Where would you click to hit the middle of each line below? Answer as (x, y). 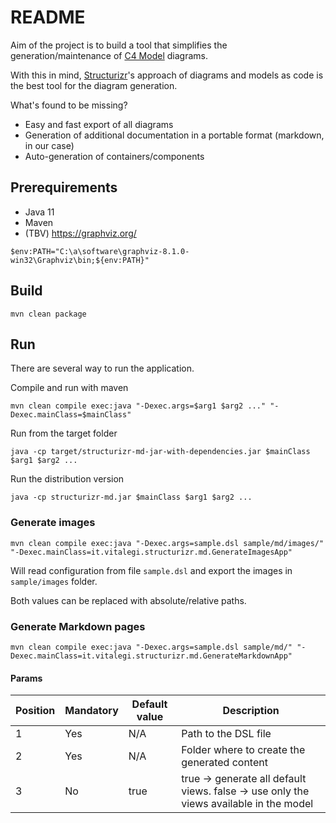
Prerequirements (64, 187)
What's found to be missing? (69, 105)
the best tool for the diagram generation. (94, 85)
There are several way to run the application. (102, 368)
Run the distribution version (67, 479)
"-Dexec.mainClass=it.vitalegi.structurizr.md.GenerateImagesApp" (151, 552)
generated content (224, 763)
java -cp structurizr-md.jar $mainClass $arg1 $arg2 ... (131, 497)
